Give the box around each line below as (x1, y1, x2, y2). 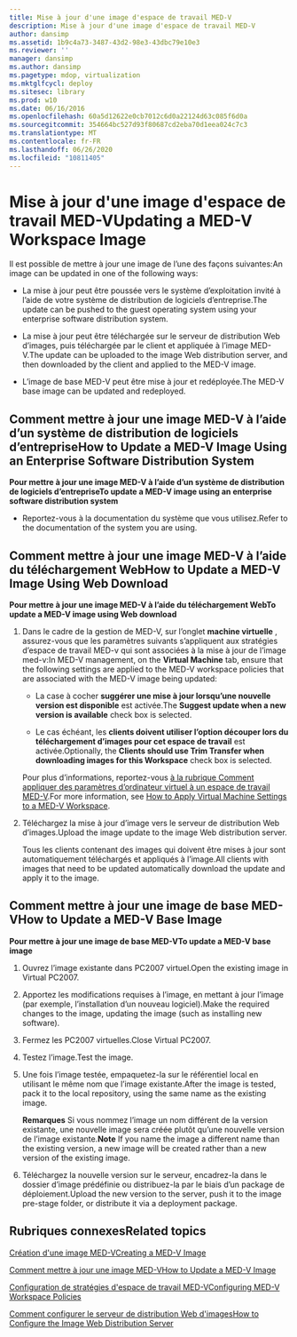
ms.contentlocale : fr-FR (9, 137, 101, 146)
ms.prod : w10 (9, 95, 58, 105)
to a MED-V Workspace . (21, 800, 111, 811)
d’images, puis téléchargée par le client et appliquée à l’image (21, 340, 249, 351)
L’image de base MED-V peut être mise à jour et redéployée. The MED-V (21, 377, 285, 387)
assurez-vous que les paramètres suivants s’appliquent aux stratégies (21, 636, 278, 647)
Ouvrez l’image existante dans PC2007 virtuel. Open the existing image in (21, 962, 289, 973)
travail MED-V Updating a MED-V (9, 211, 253, 231)
